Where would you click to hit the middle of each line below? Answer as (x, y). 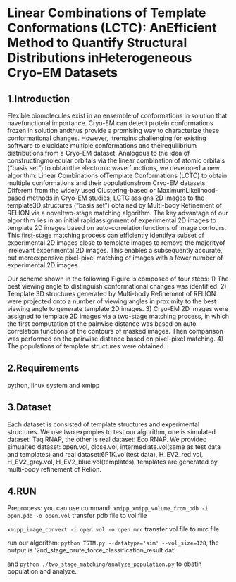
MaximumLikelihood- (188, 190)
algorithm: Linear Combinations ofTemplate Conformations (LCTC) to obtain (117, 175)
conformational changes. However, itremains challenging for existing (107, 138)
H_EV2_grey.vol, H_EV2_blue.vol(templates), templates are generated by (113, 462)
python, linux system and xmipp (54, 385)
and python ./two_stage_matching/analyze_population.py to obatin (105, 564)
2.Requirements (43, 368)
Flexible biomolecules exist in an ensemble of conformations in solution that (117, 115)
